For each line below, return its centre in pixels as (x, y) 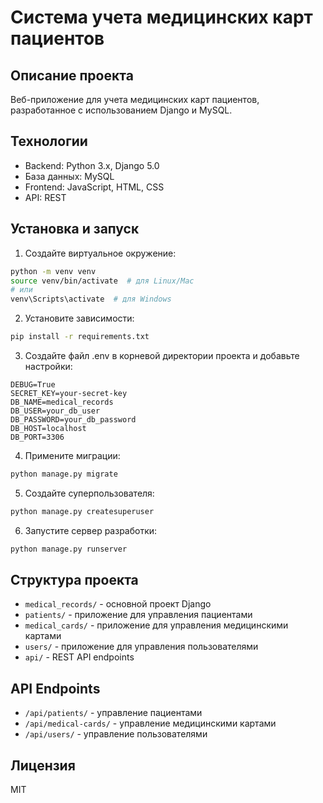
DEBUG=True (33, 385)
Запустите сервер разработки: (91, 530)
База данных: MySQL (69, 176)
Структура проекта (74, 580)
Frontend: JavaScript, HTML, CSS (94, 187)
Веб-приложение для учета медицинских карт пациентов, (135, 99)
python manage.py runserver (69, 549)
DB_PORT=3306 (37, 437)
